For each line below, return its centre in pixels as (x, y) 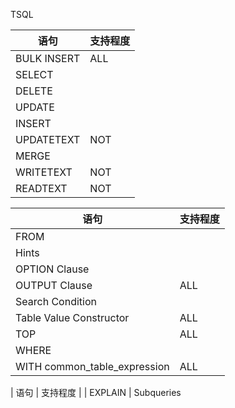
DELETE (34, 91)
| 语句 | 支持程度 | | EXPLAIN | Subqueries (96, 392)
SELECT (34, 74)
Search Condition (56, 301)
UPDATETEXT (48, 139)
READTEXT (41, 188)
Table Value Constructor (72, 317)
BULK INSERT (48, 58)
